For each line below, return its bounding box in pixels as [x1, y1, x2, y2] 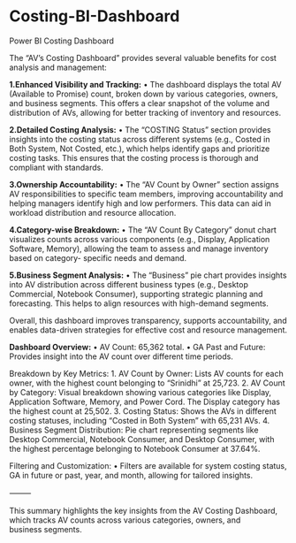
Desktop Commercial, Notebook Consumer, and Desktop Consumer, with [9, 433, 275, 444]
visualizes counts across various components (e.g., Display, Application [9, 233, 270, 244]
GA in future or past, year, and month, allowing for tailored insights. [9, 470, 254, 480]
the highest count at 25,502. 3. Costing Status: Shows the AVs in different [9, 405, 277, 417]
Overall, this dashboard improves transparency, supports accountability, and [9, 315, 287, 325]
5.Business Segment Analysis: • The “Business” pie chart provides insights [9, 270, 287, 280]
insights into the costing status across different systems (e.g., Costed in [9, 134, 271, 144]
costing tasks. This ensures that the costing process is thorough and [9, 152, 259, 163]
